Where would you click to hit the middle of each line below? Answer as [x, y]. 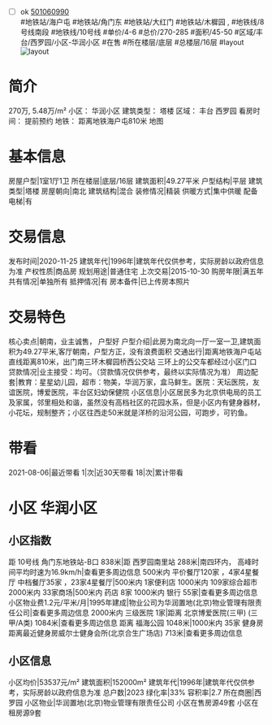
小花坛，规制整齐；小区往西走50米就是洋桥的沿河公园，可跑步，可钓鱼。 [130, 412]
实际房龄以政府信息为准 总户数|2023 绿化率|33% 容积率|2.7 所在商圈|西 [142, 692]
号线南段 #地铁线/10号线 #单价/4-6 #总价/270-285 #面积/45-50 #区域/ [138, 33]
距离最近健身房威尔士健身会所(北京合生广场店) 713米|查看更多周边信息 [126, 632]
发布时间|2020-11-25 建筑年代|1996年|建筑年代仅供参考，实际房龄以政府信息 [136, 261]
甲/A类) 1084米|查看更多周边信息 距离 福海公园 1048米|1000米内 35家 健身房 [136, 623]
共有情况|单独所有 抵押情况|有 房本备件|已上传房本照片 [99, 281]
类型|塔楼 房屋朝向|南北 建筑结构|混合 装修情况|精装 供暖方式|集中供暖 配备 [133, 191]
